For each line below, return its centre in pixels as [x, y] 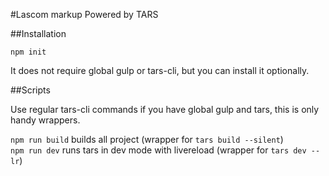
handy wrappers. [45, 120]
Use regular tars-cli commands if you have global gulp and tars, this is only [165, 109]
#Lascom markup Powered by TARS [84, 14]
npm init [28, 52]
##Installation [38, 33]
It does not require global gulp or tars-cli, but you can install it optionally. [160, 70]
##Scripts [30, 90]
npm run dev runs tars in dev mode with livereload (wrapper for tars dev [158, 150]
